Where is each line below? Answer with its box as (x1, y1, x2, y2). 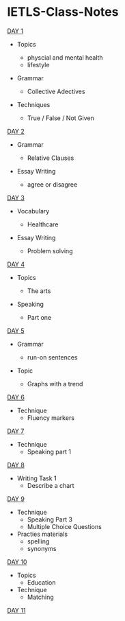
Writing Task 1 (16, 474, 57, 482)
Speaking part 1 (27, 447, 72, 456)
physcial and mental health (27, 53, 104, 62)
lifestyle (27, 60, 50, 69)
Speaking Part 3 (27, 515, 73, 524)
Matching (27, 593, 55, 601)
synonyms (27, 544, 57, 552)
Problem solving (27, 246, 73, 255)
